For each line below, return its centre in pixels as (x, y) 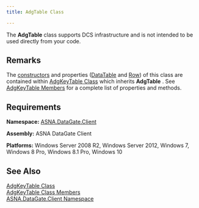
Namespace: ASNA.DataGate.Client (51, 122)
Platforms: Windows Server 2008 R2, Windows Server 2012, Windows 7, (98, 145)
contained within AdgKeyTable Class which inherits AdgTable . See (91, 81)
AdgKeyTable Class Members (43, 192)
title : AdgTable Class (35, 12)
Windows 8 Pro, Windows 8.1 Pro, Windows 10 (64, 152)
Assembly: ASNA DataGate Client (49, 134)
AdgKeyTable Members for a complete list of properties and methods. (94, 88)
